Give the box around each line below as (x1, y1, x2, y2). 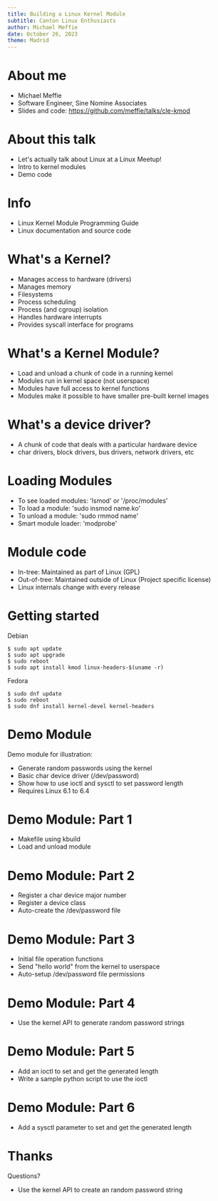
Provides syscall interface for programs (17, 320, 134, 329)
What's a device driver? (7, 416, 152, 432)
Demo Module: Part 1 (7, 811, 133, 827)
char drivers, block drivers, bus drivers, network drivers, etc (17, 447, 194, 456)
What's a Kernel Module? (7, 345, 160, 362)
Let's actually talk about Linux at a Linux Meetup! (17, 155, 162, 163)
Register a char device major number (17, 891, 127, 899)
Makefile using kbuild (17, 835, 81, 844)
